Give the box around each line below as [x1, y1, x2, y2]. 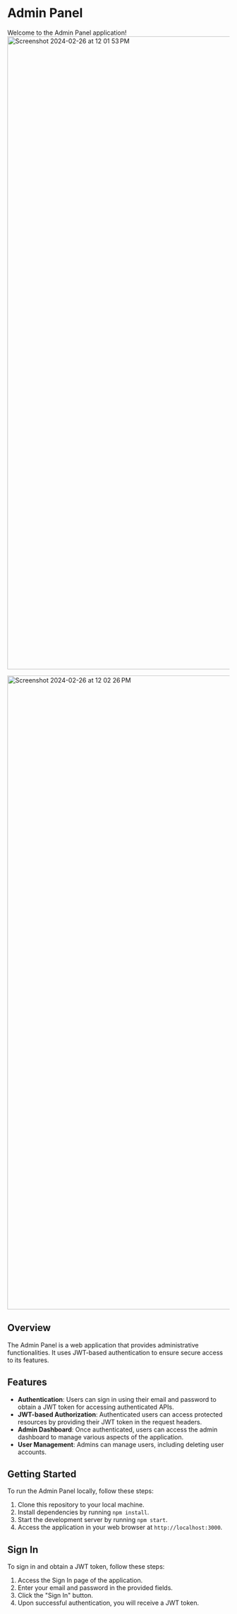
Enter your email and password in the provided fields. [17, 1584, 173, 1592]
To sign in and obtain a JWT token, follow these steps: [7, 1562, 165, 1571]
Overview [7, 1322, 51, 1334]
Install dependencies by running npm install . [17, 1508, 150, 1516]
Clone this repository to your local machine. [17, 1501, 145, 1509]
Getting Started [7, 1468, 77, 1480]
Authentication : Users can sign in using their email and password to [17, 1395, 217, 1403]
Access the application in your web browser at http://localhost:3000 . [17, 1523, 223, 1532]
